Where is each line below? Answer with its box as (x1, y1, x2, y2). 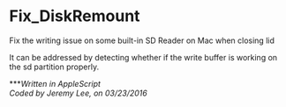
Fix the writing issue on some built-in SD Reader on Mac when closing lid (9, 35, 275, 46)
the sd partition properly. (9, 61, 100, 72)
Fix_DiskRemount (9, 6, 140, 26)
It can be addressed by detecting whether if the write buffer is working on (9, 52, 278, 62)
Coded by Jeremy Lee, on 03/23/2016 (9, 88, 147, 98)
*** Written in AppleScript (9, 78, 102, 89)
